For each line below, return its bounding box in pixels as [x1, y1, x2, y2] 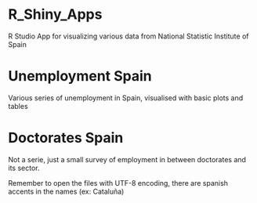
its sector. [8, 163, 40, 172]
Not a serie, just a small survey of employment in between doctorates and [8, 154, 247, 164]
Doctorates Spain [8, 129, 124, 147]
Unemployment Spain [8, 67, 153, 85]
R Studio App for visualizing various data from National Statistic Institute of [8, 31, 249, 41]
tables [8, 101, 29, 111]
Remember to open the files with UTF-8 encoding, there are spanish [8, 178, 229, 187]
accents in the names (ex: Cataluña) [8, 187, 125, 196]
